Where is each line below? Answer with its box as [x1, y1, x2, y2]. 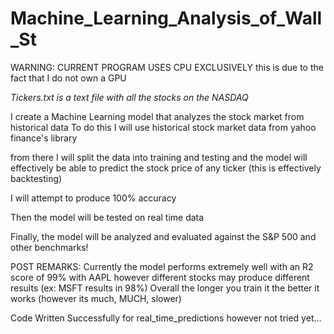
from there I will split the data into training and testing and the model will [10, 151, 308, 163]
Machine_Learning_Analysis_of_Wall [10, 7, 323, 30]
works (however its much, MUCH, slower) [10, 292, 182, 304]
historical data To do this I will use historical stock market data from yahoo [10, 121, 317, 133]
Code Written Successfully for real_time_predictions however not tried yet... [10, 312, 322, 324]
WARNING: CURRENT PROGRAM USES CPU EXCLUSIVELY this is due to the [10, 61, 324, 73]
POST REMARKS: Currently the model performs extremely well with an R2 [10, 260, 314, 272]
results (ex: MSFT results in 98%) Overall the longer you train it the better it [10, 282, 320, 294]
